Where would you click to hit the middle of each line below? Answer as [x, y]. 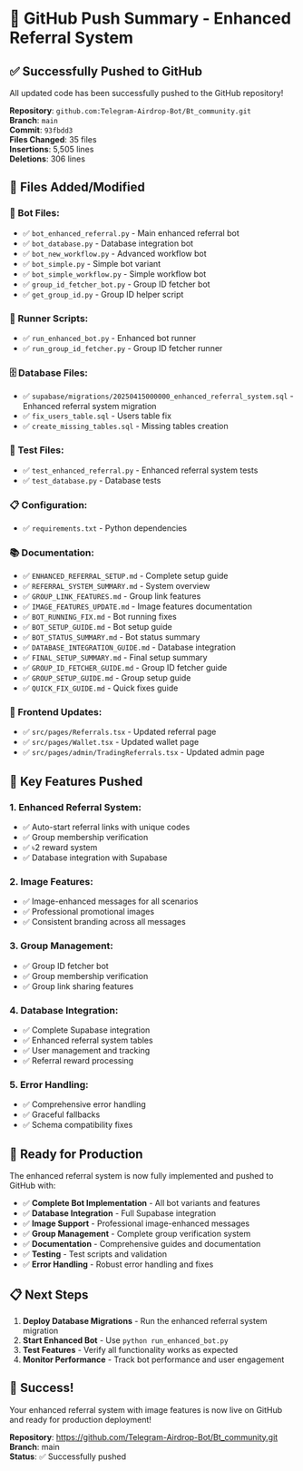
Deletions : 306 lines [48, 159]
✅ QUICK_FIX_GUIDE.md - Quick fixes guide [100, 688]
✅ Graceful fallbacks [61, 1114]
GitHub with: [33, 1186]
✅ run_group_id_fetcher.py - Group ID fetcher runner [122, 348]
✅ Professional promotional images [88, 912]
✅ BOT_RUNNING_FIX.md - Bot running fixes [99, 617]
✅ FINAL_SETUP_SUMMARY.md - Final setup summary [115, 658]
